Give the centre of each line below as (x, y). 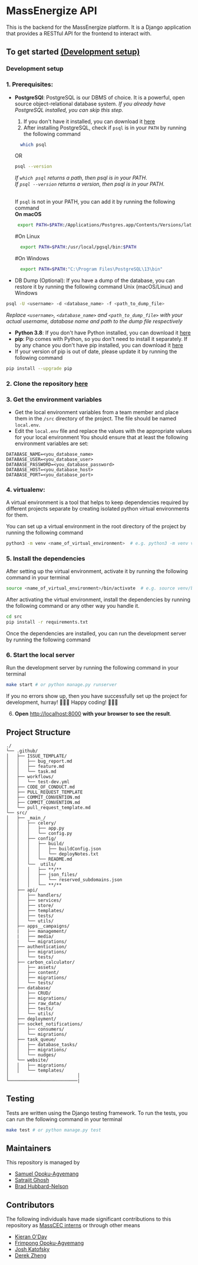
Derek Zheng (30, 1256)
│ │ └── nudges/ (32, 1055)
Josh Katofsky (32, 1249)
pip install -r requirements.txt (47, 622)
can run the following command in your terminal (64, 1119)
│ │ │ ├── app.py (35, 828)
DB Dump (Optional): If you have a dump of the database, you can (95, 280)
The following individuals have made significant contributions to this (89, 1219)
